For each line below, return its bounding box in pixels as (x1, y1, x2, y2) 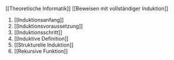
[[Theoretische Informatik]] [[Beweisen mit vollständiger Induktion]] (5, 5, 168, 12)
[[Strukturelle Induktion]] (13, 41, 74, 48)
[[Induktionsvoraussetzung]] (13, 23, 83, 29)
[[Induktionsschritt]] (13, 29, 63, 36)
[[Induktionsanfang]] (13, 16, 64, 23)
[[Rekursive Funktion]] (13, 48, 68, 55)
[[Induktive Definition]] (13, 35, 69, 42)
